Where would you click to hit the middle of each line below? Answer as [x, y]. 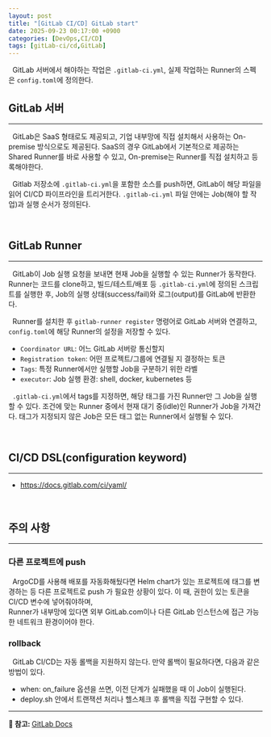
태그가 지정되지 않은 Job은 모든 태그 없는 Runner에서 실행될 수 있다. [126, 416]
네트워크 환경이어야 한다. [56, 621]
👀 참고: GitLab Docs [40, 723]
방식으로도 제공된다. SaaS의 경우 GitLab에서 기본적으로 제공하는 [138, 146]
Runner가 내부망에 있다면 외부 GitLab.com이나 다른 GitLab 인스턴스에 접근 [126, 612]
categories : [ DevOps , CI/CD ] [56, 38]
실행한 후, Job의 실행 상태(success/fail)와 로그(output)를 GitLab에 [129, 294]
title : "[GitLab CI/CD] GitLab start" [73, 23]
